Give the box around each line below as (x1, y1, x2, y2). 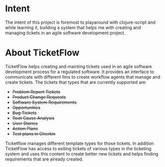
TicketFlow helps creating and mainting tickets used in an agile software (5, 63, 152, 69)
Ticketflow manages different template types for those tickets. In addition (5, 140, 154, 146)
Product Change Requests (12, 94, 66, 100)
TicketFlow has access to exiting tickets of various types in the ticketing (5, 145, 152, 151)
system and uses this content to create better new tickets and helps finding (5, 151, 159, 157)
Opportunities (12, 104, 41, 110)
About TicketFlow (5, 47, 80, 58)
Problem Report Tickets (12, 88, 61, 94)
